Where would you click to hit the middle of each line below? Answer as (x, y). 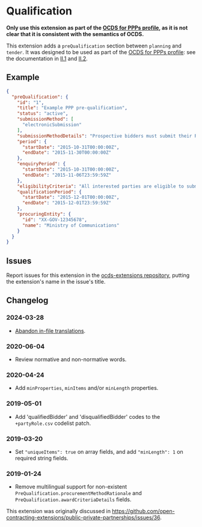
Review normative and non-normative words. (71, 359)
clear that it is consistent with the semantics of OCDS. (75, 34)
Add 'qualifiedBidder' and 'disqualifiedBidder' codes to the (87, 416)
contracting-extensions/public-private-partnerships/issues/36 (83, 517)
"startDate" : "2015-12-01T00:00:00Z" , (71, 197)
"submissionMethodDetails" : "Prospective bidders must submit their (105, 136)
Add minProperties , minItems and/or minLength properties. (87, 388)
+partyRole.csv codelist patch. (53, 423)
